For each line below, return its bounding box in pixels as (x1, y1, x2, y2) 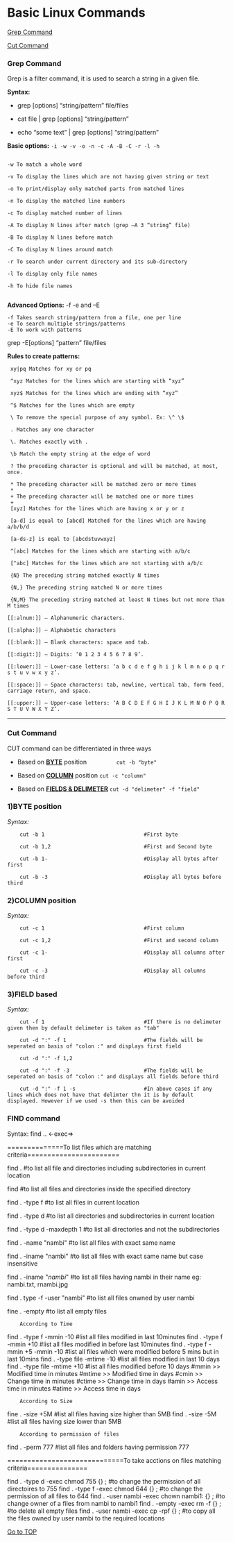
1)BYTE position (7, 802, 62, 812)
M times (7, 603, 30, 610)
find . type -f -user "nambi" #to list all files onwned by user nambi (7, 1293, 196, 1302)
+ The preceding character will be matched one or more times (10, 493, 194, 501)
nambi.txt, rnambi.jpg (7, 1280, 68, 1289)
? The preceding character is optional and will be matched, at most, (10, 463, 218, 470)
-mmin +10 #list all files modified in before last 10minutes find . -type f (7, 1340, 207, 1348)
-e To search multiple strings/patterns (7, 321, 126, 328)
